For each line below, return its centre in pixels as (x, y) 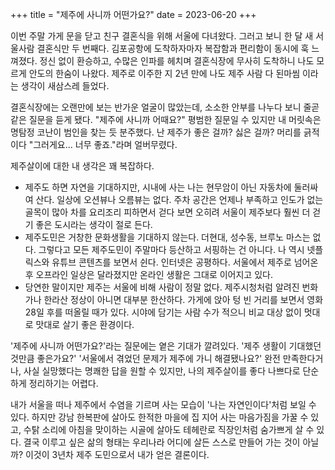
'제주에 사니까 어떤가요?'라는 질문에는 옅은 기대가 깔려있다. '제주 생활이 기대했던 (166, 346)
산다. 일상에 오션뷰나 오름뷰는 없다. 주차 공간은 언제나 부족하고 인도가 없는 (179, 199)
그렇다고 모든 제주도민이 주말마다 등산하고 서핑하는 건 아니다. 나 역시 (171, 249)
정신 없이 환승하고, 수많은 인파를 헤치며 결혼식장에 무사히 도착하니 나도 (177, 61)
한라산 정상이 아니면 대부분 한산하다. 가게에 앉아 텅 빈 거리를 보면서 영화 (183, 299)
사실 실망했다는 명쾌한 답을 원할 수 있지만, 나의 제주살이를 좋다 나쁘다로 (162, 371)
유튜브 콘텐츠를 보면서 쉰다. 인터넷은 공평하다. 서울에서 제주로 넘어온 (185, 262)
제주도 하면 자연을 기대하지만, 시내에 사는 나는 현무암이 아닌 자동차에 (158, 187)
